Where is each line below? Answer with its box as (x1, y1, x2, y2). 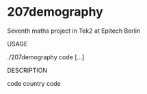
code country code (7, 79, 62, 87)
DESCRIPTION (7, 66, 48, 74)
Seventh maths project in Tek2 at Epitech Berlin (7, 27, 141, 35)
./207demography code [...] (7, 52, 85, 61)
